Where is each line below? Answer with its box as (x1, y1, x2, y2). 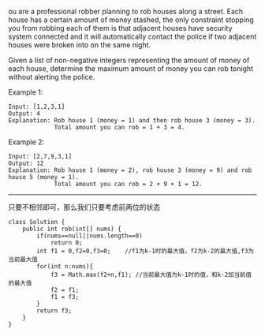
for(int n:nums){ (36, 263, 93, 271)
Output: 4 (8, 110, 41, 118)
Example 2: (8, 137, 45, 147)
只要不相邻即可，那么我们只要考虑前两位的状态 (8, 203, 160, 211)
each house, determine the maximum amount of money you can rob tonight (8, 64, 254, 73)
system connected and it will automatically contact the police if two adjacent (8, 32, 257, 41)
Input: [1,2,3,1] (8, 103, 65, 110)
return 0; (50, 239, 83, 247)
